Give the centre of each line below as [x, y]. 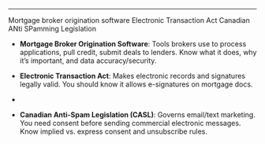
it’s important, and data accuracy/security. [88, 61]
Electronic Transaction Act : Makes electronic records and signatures [132, 76]
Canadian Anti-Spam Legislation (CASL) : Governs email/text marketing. [138, 114]
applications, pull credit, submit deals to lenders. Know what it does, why [138, 52]
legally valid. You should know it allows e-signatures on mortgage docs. [136, 84]
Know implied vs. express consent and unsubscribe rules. [113, 131]
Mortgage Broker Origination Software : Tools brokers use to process [133, 44]
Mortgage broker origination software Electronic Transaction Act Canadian [129, 20]
